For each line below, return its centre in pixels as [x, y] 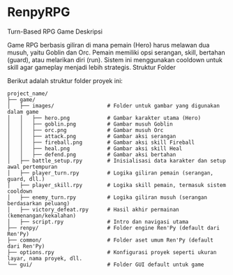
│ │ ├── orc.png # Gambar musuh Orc [85, 130]
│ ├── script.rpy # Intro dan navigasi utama [98, 222]
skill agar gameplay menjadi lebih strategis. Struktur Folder [91, 67]
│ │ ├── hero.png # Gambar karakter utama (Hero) [104, 118]
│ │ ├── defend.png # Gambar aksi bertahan [92, 154]
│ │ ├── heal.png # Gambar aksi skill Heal [95, 148]
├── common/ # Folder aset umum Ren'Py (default [111, 240]
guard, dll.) [26, 179]
